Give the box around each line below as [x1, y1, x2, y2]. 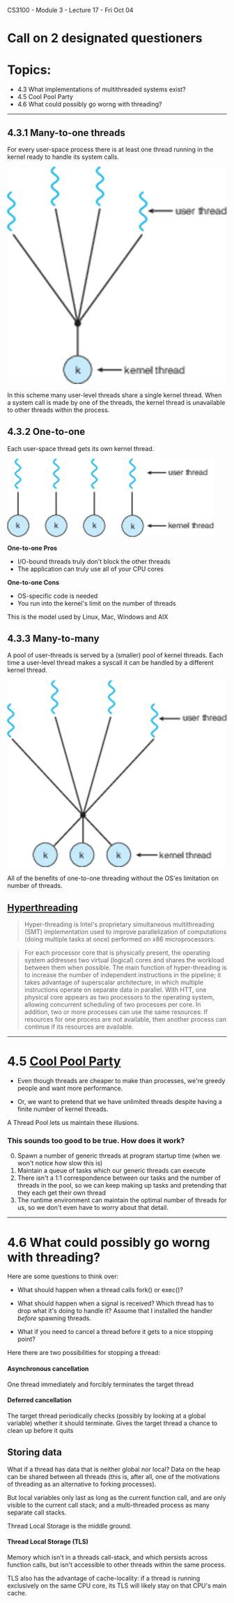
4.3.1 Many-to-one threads [7, 127, 125, 139]
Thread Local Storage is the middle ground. [7, 1521, 132, 1530]
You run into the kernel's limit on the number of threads [17, 599, 176, 607]
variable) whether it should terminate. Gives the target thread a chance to [7, 1418, 218, 1427]
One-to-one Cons [7, 578, 59, 586]
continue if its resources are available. [24, 1022, 134, 1031]
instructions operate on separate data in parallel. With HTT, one [24, 985, 207, 994]
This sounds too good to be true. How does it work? [7, 1136, 185, 1146]
